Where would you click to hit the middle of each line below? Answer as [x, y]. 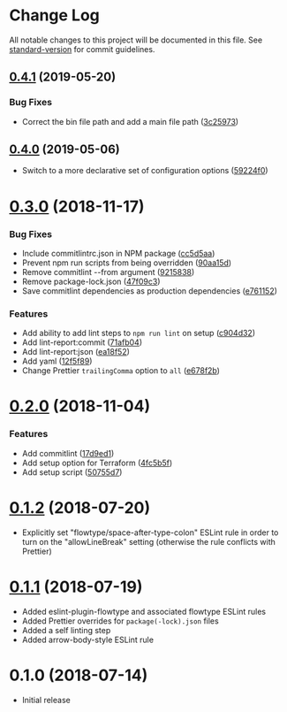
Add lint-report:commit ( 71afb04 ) [82, 342]
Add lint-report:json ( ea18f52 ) [76, 352]
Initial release [46, 700]
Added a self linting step [66, 630]
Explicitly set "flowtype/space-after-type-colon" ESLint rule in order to [150, 532]
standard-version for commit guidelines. [82, 49]
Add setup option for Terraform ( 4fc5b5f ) [97, 463]
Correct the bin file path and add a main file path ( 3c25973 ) [130, 121]
